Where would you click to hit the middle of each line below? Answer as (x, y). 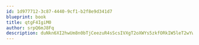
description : (22, 33)
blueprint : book (26, 17)
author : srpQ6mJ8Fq (30, 28)
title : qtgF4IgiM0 (29, 22)
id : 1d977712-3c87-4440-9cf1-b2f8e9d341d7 (59, 11)
